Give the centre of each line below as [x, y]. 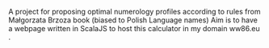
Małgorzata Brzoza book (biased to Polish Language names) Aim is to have [133, 20]
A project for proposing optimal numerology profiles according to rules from [134, 12]
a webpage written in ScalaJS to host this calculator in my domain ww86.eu [134, 28]
